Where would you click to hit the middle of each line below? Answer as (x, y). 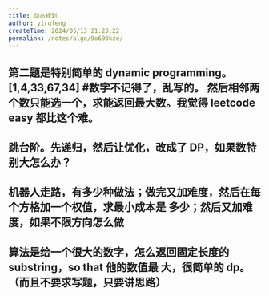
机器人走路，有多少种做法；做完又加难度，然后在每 (134, 192)
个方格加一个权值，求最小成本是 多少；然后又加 (125, 207)
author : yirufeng (37, 23)
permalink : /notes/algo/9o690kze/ (66, 38)
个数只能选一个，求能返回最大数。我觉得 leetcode (132, 102)
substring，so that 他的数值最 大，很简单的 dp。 (129, 267)
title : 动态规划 (33, 16)
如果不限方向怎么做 (76, 223)
